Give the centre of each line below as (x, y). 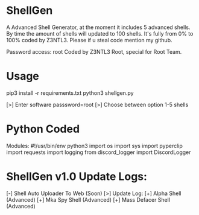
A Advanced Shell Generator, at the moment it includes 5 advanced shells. (98, 27)
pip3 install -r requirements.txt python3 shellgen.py (70, 93)
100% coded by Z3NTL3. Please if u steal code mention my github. (89, 40)
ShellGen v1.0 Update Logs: (77, 176)
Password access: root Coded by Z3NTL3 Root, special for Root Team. (94, 51)
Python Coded (43, 129)
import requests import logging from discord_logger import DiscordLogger (99, 152)
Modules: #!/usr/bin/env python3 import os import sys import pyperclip (94, 146)
